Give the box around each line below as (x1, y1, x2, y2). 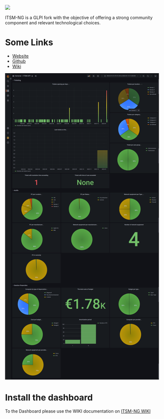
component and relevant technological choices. (5, 20, 101, 25)
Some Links (5, 37, 54, 48)
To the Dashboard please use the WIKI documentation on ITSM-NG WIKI (5, 408, 151, 414)
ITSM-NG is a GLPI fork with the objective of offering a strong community (5, 15, 153, 20)
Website (12, 53, 29, 59)
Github (12, 58, 26, 64)
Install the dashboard (5, 392, 93, 403)
